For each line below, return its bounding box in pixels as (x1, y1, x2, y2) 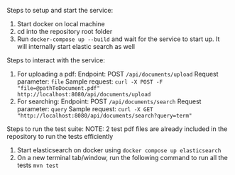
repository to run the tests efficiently (6, 132, 114, 140)
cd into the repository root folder (16, 28, 113, 35)
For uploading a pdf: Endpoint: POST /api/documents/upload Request (16, 70, 219, 78)
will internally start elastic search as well (16, 43, 136, 50)
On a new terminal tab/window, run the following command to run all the (16, 154, 228, 162)
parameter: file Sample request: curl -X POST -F (16, 77, 163, 86)
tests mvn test (16, 161, 59, 169)
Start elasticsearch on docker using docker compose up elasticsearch (16, 146, 222, 154)
